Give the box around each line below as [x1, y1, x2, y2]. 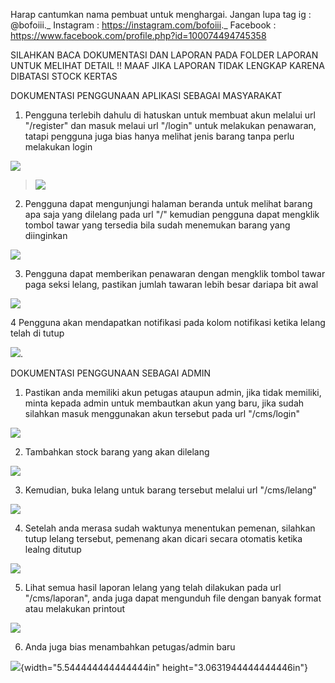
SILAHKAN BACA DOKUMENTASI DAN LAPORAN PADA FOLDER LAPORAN [10, 49, 319, 61]
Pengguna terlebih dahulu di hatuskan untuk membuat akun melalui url [24, 109, 316, 121]
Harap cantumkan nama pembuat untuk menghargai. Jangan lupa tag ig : [10, 9, 312, 20]
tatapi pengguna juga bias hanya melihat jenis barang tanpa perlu [24, 130, 295, 142]
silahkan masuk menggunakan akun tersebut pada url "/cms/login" [24, 408, 300, 419]
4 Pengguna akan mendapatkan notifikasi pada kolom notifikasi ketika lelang [10, 317, 326, 328]
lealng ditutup [24, 544, 82, 555]
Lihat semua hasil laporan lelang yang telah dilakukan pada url [24, 582, 282, 593]
